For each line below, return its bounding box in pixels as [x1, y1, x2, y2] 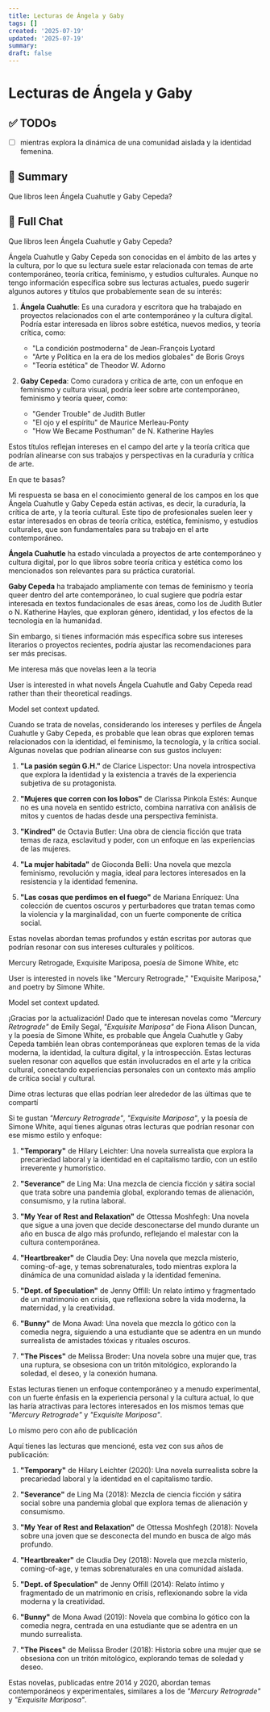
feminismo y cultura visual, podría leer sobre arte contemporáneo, [19, 384, 240, 394]
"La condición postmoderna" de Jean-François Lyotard [31, 343, 215, 353]
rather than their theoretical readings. [8, 688, 133, 698]
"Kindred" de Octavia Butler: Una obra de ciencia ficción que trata [19, 827, 242, 836]
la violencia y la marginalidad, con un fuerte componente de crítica [19, 909, 242, 919]
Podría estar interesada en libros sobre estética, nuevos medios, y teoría [19, 319, 261, 329]
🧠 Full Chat [8, 215, 64, 228]
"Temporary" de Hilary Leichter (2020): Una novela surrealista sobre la [19, 1465, 258, 1475]
